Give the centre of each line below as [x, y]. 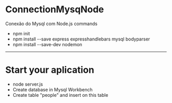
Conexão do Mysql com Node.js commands [51, 24]
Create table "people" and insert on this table [60, 95]
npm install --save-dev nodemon [47, 44]
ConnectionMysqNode [55, 9]
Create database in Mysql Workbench [53, 89]
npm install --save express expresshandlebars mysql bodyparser [81, 39]
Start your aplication [50, 70]
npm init [21, 33]
